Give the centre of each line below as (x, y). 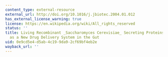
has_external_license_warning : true (43, 19)
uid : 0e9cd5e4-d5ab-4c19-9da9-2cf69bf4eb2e (51, 42)
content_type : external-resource (40, 10)
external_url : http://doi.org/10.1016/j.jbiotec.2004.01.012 (70, 14)
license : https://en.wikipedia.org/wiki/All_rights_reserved (70, 24)
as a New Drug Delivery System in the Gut (54, 38)
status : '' (16, 28)
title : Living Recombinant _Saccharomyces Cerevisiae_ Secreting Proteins (85, 33)
